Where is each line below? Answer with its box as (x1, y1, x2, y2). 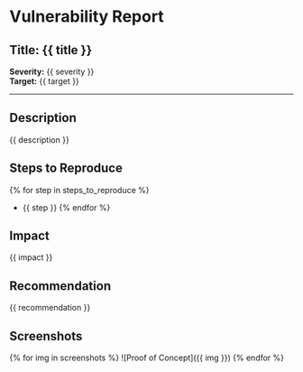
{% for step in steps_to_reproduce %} (9, 184, 151, 195)
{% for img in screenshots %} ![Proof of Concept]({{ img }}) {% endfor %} (9, 352, 285, 363)
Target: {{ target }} (9, 76, 79, 87)
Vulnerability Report (9, 6, 164, 27)
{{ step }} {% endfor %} (22, 201, 111, 213)
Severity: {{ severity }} (9, 66, 95, 77)
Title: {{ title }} (9, 42, 93, 58)
